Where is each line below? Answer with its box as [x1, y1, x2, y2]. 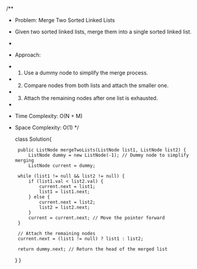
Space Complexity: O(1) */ [14, 124, 79, 131]
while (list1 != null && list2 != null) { [17, 173, 125, 179]
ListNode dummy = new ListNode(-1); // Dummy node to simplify [28, 152, 189, 158]
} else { [28, 194, 50, 200]
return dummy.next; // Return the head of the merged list [17, 246, 168, 252]
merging [14, 157, 34, 163]
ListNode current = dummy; [28, 163, 96, 169]
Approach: [14, 51, 41, 58]
